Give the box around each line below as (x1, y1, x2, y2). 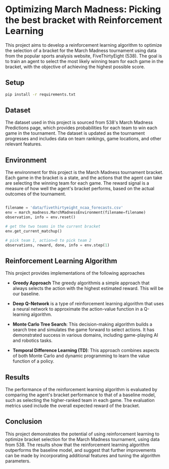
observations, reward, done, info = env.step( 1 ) (5, 243, 110, 248)
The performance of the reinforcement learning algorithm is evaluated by (5, 387, 158, 392)
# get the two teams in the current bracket (5, 224, 101, 229)
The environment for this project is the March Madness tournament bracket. (5, 169, 163, 175)
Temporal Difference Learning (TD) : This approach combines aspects (12, 347, 159, 354)
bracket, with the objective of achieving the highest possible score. (5, 64, 145, 70)
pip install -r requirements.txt (5, 92, 76, 97)
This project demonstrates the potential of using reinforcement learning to (5, 431, 159, 437)
